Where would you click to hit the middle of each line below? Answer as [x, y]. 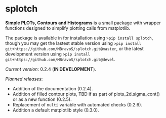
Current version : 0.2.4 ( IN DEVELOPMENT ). [51, 69]
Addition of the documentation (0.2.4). [53, 88]
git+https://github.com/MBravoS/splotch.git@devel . [60, 59]
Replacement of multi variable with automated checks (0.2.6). [77, 104]
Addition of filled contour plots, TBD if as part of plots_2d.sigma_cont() [86, 94]
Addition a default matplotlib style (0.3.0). [56, 110]
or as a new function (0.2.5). [42, 99]
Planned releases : [24, 79]
